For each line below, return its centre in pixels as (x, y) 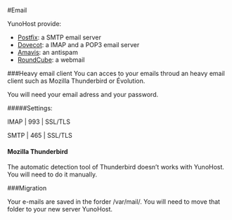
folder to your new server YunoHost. (60, 209)
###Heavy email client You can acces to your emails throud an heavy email (116, 73)
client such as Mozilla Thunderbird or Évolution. (76, 81)
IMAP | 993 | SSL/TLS (39, 122)
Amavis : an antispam (48, 52)
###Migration (27, 188)
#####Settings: (30, 108)
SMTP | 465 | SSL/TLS (40, 135)
